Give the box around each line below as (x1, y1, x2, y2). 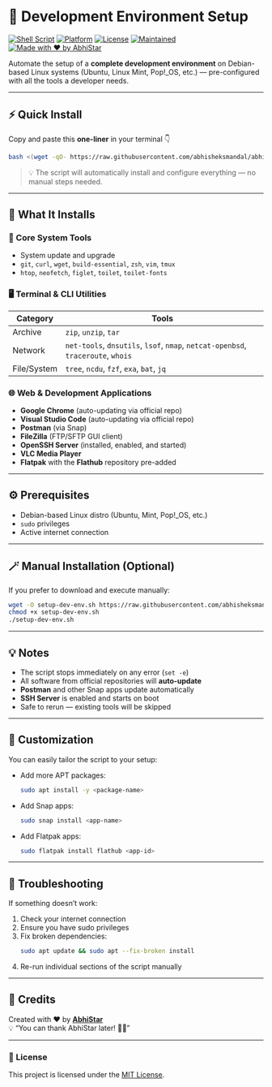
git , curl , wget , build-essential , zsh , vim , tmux (19, 259, 176, 269)
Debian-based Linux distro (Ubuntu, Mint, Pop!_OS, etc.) (19, 510, 208, 520)
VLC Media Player (19, 448, 82, 458)
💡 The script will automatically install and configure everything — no (28, 167, 257, 177)
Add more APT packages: (19, 770, 107, 780)
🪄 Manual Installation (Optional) (8, 559, 176, 573)
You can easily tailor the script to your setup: (8, 754, 158, 764)
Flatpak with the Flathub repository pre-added (19, 457, 176, 467)
